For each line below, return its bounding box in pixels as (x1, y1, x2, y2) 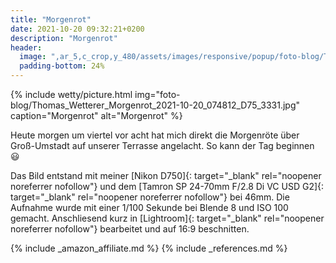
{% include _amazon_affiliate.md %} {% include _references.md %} (10, 242, 288, 254)
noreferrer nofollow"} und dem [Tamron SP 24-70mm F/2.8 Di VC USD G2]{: (10, 181, 325, 192)
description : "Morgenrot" (10, 33, 118, 43)
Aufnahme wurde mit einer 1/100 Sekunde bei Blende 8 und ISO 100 (10, 202, 289, 213)
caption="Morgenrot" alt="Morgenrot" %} (10, 110, 183, 121)
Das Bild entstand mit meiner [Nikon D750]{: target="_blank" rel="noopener (10, 170, 322, 181)
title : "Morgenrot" (10, 14, 92, 25)
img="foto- (134, 89, 181, 100)
